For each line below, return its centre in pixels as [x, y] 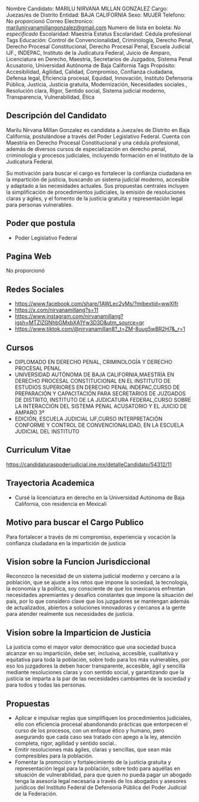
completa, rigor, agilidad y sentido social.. [66, 743]
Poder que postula [41, 223]
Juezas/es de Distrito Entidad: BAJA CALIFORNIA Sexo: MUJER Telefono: [96, 15]
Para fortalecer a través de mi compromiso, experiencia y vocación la [91, 537]
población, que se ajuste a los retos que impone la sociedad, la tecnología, [97, 583]
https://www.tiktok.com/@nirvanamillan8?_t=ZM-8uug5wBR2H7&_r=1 [100, 329]
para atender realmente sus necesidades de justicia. [70, 614]
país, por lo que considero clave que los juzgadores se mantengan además [98, 601]
